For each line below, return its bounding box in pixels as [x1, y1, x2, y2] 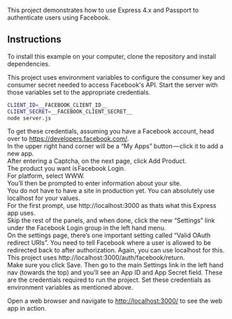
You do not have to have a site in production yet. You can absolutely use [7, 187, 215, 195]
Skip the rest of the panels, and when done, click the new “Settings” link [7, 216, 215, 225]
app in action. [7, 304, 47, 313]
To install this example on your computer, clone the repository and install [7, 52, 217, 60]
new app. [7, 150, 34, 158]
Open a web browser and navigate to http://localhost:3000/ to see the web [7, 297, 223, 305]
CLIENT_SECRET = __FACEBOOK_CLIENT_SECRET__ [7, 108, 133, 115]
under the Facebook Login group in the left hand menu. [7, 224, 166, 232]
